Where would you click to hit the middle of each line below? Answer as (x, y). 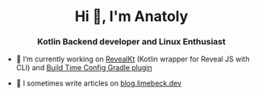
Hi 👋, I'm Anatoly (131, 17)
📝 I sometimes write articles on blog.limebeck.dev (99, 83)
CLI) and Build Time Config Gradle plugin (84, 68)
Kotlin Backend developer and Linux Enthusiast (131, 42)
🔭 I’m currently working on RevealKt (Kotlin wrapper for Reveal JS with (133, 59)
